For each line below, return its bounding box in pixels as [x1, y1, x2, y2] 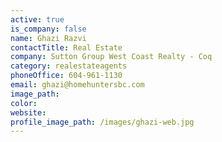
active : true [10, 14, 65, 25]
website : [10, 107, 47, 118]
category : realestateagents [10, 61, 128, 71]
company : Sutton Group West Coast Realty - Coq [10, 52, 213, 62]
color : [10, 98, 38, 108]
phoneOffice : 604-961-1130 [10, 71, 123, 81]
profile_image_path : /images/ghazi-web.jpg [10, 117, 195, 127]
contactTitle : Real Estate [10, 42, 123, 53]
